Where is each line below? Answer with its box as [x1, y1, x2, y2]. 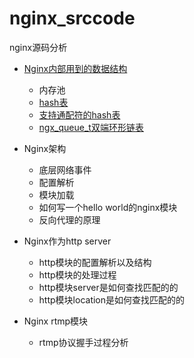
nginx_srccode [9, 7, 136, 30]
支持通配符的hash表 [38, 108, 121, 121]
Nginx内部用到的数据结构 [23, 62, 128, 74]
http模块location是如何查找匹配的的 [38, 293, 186, 306]
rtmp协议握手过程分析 [38, 336, 129, 348]
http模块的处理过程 [38, 268, 117, 281]
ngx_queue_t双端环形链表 [38, 121, 144, 133]
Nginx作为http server [23, 235, 112, 247]
